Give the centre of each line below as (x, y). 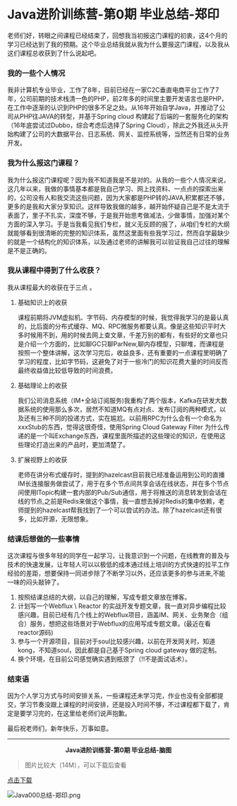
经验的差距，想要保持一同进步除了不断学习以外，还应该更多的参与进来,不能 (116, 573)
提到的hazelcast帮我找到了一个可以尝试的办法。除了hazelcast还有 (120, 510)
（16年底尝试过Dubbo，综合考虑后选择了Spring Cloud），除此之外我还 (109, 125)
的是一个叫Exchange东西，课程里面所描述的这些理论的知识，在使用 (122, 436)
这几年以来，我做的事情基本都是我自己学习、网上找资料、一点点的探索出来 (115, 189)
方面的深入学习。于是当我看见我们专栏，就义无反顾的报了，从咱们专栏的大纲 (119, 224)
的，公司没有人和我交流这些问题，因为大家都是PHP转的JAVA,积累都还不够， (118, 197)
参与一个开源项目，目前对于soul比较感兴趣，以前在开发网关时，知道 (116, 641)
